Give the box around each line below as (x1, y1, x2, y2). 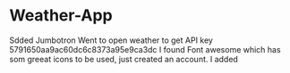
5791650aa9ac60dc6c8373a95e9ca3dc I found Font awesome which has (9, 44, 281, 54)
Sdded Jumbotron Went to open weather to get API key (9, 35, 213, 45)
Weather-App (9, 5, 114, 26)
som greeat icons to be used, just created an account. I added (9, 53, 239, 64)
